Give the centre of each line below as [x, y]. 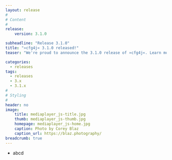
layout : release [23, 10]
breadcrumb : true [24, 138]
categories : [18, 62]
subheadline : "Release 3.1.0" [38, 43]
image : [12, 110]
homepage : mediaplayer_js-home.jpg [52, 124]
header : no [17, 105]
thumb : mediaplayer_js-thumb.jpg [50, 119]
